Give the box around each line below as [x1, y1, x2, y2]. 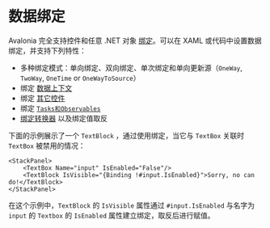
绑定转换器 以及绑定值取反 [19, 113, 108, 123]
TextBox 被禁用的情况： [8, 141, 86, 150]
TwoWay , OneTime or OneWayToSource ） [19, 73, 141, 82]
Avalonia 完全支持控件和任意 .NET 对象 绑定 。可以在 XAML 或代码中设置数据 [8, 36, 263, 45]
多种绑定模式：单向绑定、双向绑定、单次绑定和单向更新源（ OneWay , [19, 62, 243, 73]
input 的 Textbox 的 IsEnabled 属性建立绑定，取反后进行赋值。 [8, 210, 216, 220]
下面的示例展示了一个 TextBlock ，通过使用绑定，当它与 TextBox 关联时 [8, 130, 245, 140]
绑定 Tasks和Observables [19, 103, 101, 113]
